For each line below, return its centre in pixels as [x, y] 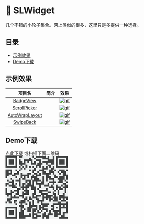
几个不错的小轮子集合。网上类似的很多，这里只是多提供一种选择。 [73, 25]
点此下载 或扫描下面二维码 [32, 153]
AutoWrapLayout [25, 115]
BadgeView [25, 101]
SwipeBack [25, 122]
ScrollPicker [25, 108]
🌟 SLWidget [30, 10]
